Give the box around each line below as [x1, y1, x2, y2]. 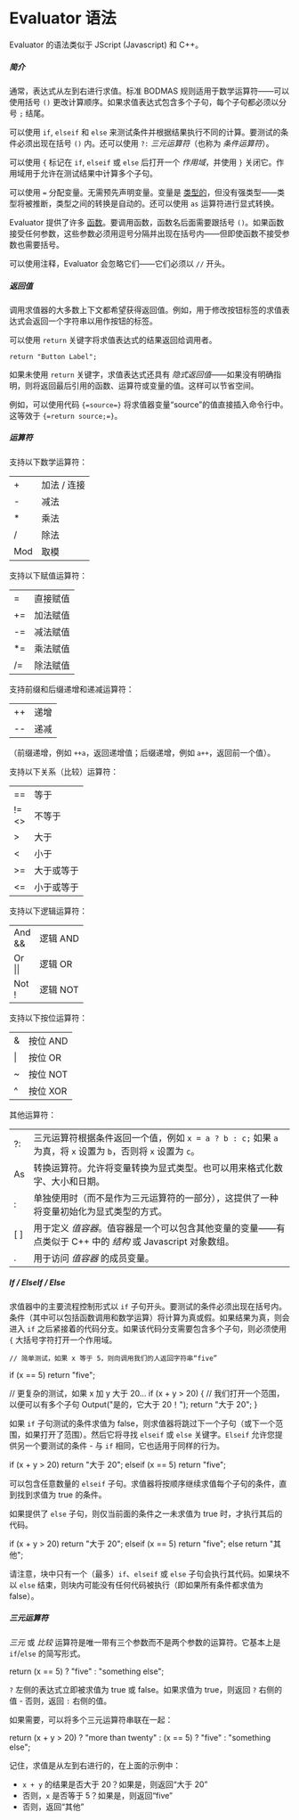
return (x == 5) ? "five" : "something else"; [9, 1666, 165, 1677]
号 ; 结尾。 [9, 108, 50, 119]
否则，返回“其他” [21, 1801, 85, 1812]
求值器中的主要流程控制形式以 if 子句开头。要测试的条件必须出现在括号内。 [9, 1300, 287, 1311]
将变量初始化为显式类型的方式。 [33, 1205, 167, 1217]
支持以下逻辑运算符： [9, 906, 87, 916]
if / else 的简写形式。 [9, 1648, 85, 1659]
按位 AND [28, 1035, 69, 1047]
